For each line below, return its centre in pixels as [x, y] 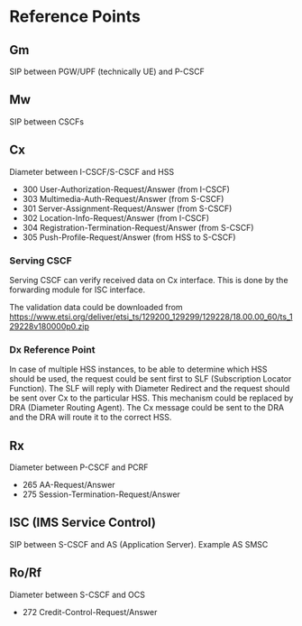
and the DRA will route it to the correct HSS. [91, 418]
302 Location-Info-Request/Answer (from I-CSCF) [116, 217]
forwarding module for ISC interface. [78, 290]
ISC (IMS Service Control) [82, 523]
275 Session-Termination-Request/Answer [101, 494]
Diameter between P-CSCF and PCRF [79, 467]
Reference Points [75, 17]
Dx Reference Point [52, 349]
